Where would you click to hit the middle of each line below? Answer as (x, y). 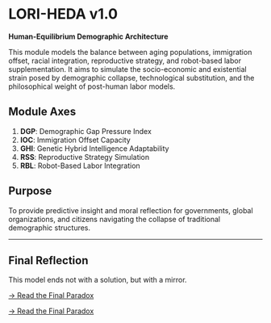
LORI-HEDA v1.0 (63, 14)
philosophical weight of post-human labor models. (92, 86)
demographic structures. (50, 228)
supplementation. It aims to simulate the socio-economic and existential (128, 69)
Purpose (30, 191)
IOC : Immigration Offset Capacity (75, 140)
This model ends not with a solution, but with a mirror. (98, 280)
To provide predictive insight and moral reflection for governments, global (131, 210)
